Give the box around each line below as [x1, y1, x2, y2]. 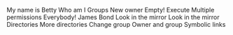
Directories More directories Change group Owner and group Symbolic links [6, 21, 226, 28]
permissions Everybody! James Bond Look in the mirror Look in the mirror [6, 13, 220, 21]
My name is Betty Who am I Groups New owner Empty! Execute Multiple [6, 6, 215, 14]
